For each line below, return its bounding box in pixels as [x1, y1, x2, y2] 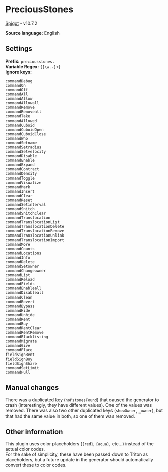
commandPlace [5, 347, 33, 352]
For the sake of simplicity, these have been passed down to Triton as [5, 451, 148, 457]
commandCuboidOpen [5, 127, 44, 132]
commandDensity [5, 171, 37, 176]
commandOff [5, 87, 28, 92]
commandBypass [5, 304, 35, 309]
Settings [5, 44, 33, 53]
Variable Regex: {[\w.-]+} [5, 63, 61, 69]
